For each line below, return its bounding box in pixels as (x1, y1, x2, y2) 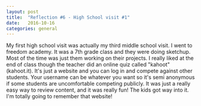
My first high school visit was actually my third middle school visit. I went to (6, 42, 193, 49)
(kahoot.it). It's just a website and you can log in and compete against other (6, 67, 193, 75)
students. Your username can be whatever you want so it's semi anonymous (6, 74, 195, 81)
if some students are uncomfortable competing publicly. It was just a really (6, 80, 191, 87)
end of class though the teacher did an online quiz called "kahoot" (6, 61, 170, 68)
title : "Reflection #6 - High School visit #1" (6, 14, 130, 20)
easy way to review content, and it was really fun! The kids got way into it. (6, 86, 189, 93)
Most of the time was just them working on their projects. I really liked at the (6, 54, 194, 62)
